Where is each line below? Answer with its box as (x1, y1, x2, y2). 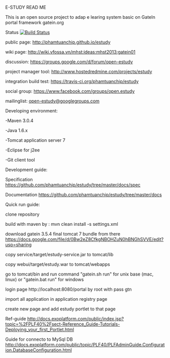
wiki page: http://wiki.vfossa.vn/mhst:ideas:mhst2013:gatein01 (5, 49, 135, 55)
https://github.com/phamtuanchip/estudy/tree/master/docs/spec (5, 182, 141, 188)
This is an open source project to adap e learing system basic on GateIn (5, 14, 156, 20)
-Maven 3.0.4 (5, 117, 34, 124)
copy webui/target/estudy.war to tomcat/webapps (5, 261, 110, 267)
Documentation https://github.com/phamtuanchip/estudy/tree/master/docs (5, 192, 162, 197)
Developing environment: (5, 108, 58, 113)
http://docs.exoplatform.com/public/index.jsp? (27, 316, 124, 322)
